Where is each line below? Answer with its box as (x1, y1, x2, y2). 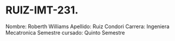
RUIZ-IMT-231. (5, 4, 79, 17)
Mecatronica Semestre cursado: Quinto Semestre (5, 29, 125, 36)
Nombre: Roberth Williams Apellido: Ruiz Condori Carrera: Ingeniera (5, 23, 170, 30)
